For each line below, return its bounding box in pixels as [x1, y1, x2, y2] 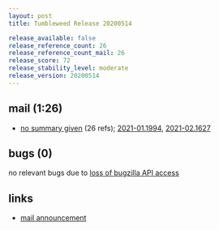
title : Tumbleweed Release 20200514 [8, 19, 132, 28]
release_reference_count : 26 [8, 41, 107, 49]
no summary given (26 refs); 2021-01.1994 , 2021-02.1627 [19, 123, 211, 133]
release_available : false [8, 34, 96, 42]
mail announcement [19, 213, 87, 223]
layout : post [8, 11, 53, 20]
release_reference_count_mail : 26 [8, 49, 126, 57]
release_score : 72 [8, 57, 71, 65]
